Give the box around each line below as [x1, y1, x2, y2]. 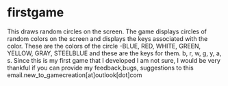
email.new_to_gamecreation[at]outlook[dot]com [7, 70, 142, 79]
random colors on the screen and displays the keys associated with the [7, 34, 208, 42]
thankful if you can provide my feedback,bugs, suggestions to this [7, 63, 194, 72]
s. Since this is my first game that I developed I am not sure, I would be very [7, 56, 221, 64]
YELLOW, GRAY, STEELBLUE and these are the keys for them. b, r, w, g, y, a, [7, 49, 222, 57]
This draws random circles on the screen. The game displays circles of [7, 27, 207, 35]
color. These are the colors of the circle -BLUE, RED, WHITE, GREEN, [7, 42, 201, 50]
